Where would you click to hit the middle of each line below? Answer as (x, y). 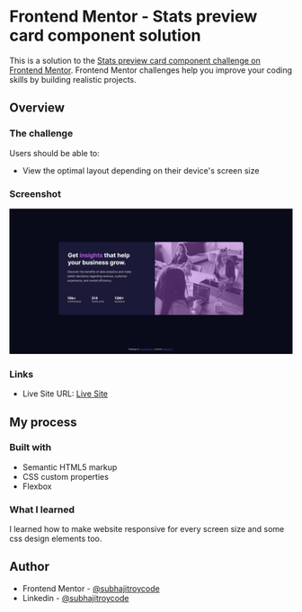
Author (29, 567)
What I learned (42, 510)
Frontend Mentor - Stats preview (133, 17)
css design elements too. (56, 539)
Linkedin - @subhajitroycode (75, 598)
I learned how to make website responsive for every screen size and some (147, 529)
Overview (37, 108)
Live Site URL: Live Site (65, 394)
